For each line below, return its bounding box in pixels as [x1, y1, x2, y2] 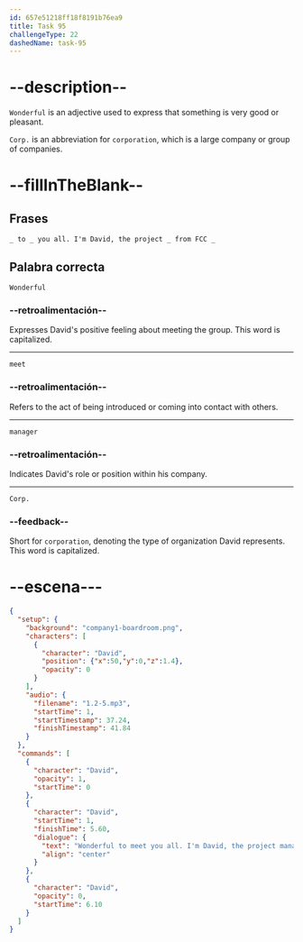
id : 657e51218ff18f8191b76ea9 [9, 13, 124, 23]
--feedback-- [9, 515, 69, 527]
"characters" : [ [25, 632, 87, 641]
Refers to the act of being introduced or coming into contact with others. [9, 401, 279, 412]
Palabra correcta [9, 259, 106, 275]
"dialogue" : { [32, 833, 87, 842]
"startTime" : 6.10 [32, 900, 103, 909]
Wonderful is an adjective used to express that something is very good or [9, 107, 280, 118]
